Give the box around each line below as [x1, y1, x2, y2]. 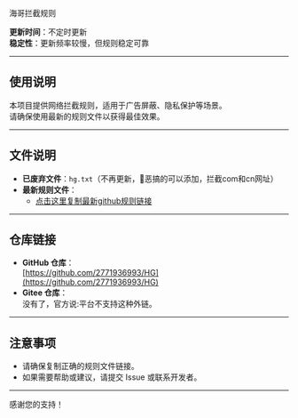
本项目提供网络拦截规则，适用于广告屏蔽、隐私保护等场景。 [9, 100, 227, 110]
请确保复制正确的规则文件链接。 [21, 361, 139, 372]
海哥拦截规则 [9, 8, 56, 18]
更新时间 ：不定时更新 [9, 27, 87, 37]
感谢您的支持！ [9, 399, 64, 410]
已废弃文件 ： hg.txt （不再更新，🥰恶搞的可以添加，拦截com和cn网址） [21, 173, 278, 184]
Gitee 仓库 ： [21, 287, 68, 298]
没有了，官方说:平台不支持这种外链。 [21, 299, 157, 309]
